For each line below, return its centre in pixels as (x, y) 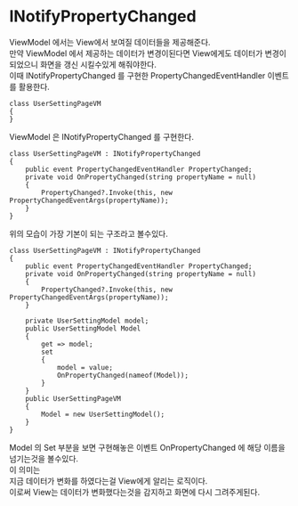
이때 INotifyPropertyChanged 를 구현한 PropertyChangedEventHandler (137, 75)
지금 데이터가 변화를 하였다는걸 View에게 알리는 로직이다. (109, 481)
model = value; (85, 367)
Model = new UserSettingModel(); (103, 414)
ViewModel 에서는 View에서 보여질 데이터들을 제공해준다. (110, 42)
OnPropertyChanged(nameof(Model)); (123, 375)
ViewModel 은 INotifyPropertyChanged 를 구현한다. (101, 136)
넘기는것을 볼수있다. (44, 458)
